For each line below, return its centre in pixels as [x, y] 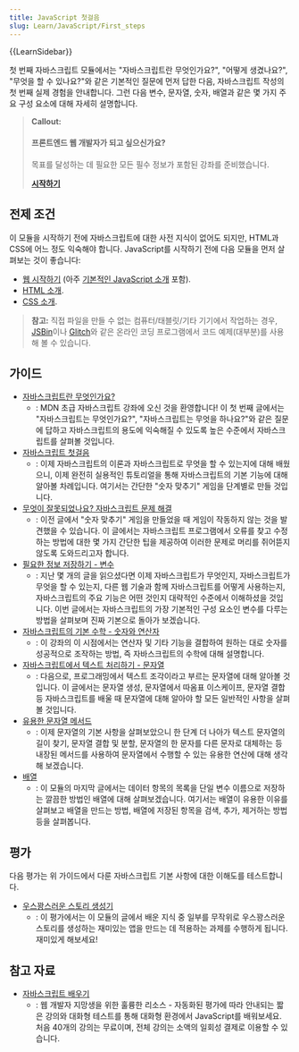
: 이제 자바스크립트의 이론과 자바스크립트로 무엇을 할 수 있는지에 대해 [154, 464]
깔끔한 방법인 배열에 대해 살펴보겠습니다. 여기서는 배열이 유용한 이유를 [166, 799]
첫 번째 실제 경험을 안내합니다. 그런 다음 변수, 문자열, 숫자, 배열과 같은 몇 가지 [143, 92]
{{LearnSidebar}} [41, 51]
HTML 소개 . [43, 290]
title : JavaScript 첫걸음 [54, 17]
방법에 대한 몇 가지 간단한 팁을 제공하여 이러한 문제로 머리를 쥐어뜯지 [171, 542]
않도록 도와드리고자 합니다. [82, 553]
